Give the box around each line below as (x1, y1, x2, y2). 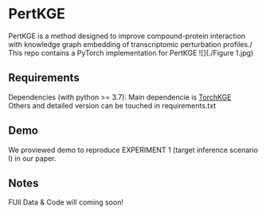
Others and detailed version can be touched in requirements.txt (8, 100, 217, 110)
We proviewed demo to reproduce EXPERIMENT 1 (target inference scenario (8, 145, 259, 154)
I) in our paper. (8, 153, 57, 163)
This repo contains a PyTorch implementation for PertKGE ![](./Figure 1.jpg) (8, 48, 254, 57)
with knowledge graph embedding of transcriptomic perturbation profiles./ (8, 39, 252, 49)
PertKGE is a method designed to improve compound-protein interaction (8, 31, 245, 41)
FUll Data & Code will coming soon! (8, 197, 123, 207)
